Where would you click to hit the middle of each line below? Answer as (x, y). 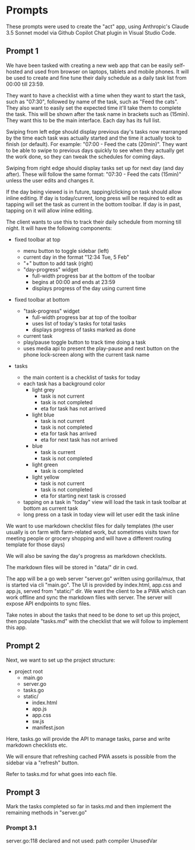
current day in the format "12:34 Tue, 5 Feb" (76, 257)
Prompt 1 (22, 51)
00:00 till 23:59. (25, 84)
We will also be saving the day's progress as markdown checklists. (86, 556)
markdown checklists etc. (37, 745)
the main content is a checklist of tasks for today (82, 377)
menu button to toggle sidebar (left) (66, 250)
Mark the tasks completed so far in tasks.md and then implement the (89, 807)
